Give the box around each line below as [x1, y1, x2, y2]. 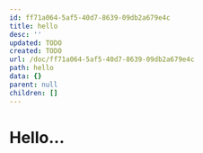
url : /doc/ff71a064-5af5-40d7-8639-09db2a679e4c [9, 55, 195, 64]
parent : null [9, 80, 58, 89]
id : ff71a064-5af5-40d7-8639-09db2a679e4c [9, 13, 171, 22]
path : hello [9, 64, 54, 73]
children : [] [9, 88, 58, 97]
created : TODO [9, 47, 63, 56]
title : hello [9, 22, 58, 31]
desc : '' [9, 30, 42, 39]
